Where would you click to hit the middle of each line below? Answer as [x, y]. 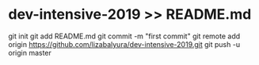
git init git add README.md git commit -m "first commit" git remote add [124, 36]
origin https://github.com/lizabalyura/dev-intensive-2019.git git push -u [124, 44]
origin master [30, 52]
